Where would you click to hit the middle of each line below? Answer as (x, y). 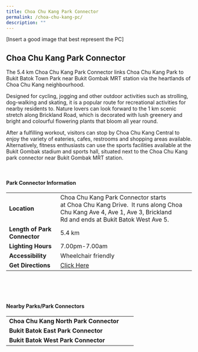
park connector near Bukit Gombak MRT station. (65, 158)
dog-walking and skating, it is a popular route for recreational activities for (96, 102)
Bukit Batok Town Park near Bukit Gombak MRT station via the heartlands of (98, 79)
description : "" (26, 22)
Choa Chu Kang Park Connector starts (113, 197)
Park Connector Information (41, 182)
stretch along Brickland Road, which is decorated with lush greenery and (94, 115)
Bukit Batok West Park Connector (57, 340)
